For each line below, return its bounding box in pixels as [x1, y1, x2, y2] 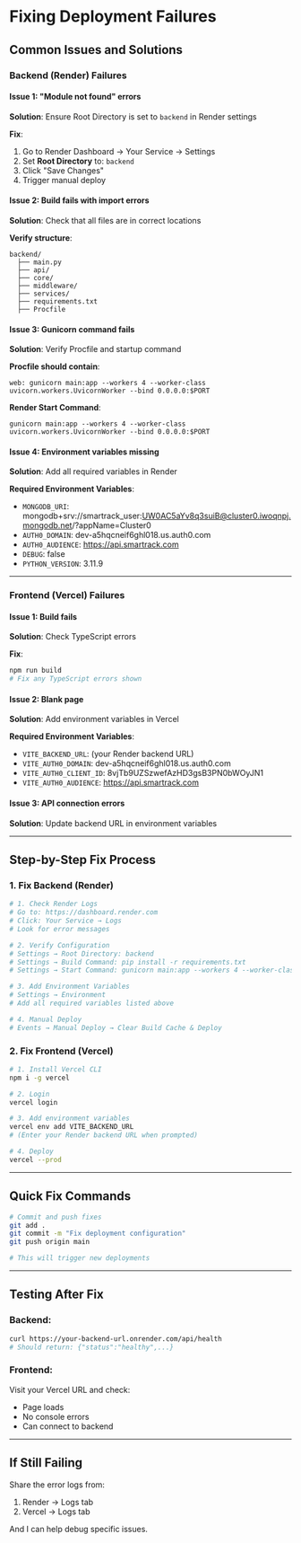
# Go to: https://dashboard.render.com [9, 908, 159, 917]
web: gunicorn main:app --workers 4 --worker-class [9, 379, 206, 388]
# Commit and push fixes [9, 1212, 102, 1221]
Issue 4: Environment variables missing [9, 446, 159, 457]
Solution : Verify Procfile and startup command [9, 344, 182, 355]
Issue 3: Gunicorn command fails [9, 323, 135, 334]
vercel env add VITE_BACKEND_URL [9, 1123, 134, 1132]
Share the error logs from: [9, 1479, 106, 1490]
